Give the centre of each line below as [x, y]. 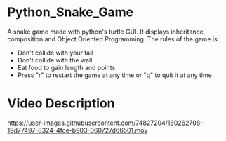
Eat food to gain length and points [66, 67]
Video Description [61, 103]
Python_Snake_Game [71, 12]
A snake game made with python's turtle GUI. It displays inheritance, [106, 32]
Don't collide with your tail [55, 53]
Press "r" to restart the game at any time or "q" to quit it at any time [114, 75]
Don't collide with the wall [55, 60]
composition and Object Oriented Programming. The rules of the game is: [113, 39]
